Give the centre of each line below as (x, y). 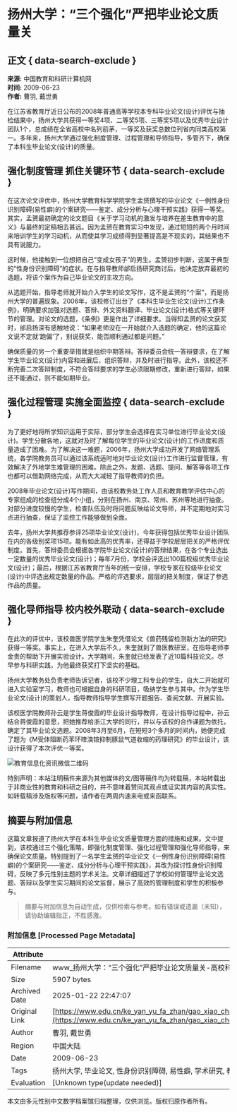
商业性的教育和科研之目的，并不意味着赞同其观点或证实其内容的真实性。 (124, 787)
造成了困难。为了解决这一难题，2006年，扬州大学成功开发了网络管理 (114, 449)
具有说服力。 (26, 244)
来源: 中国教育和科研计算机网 (49, 79)
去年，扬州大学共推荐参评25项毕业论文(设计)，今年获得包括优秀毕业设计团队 (119, 532)
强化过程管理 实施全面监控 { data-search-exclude (116, 402)
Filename (26, 967)
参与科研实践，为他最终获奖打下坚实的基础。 (78, 665)
